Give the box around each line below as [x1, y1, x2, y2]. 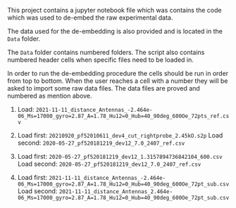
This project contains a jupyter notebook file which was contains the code [7, 6, 222, 14]
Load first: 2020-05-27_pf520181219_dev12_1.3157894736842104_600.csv [17, 152, 223, 160]
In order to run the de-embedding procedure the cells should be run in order [7, 70, 229, 77]
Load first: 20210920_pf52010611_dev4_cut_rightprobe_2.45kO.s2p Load [17, 131, 223, 139]
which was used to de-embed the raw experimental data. [7, 13, 173, 22]
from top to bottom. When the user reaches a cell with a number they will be [7, 77, 228, 85]
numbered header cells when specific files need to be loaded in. [7, 56, 194, 64]
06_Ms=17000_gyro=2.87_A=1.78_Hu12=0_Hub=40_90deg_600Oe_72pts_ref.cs [17, 112, 230, 119]
